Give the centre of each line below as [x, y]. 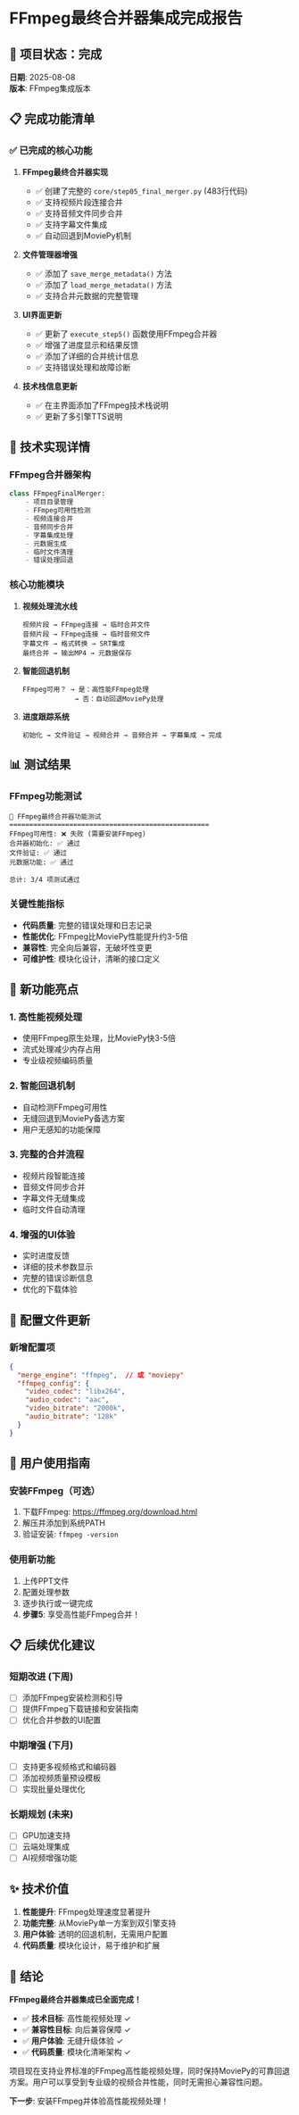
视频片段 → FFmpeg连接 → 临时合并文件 [86, 625]
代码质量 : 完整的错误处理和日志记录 [87, 925]
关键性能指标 [37, 904]
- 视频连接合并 [50, 519]
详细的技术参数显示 [58, 1267]
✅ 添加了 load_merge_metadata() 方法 [104, 284]
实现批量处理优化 [54, 1789]
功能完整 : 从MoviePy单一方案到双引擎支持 [99, 1923]
